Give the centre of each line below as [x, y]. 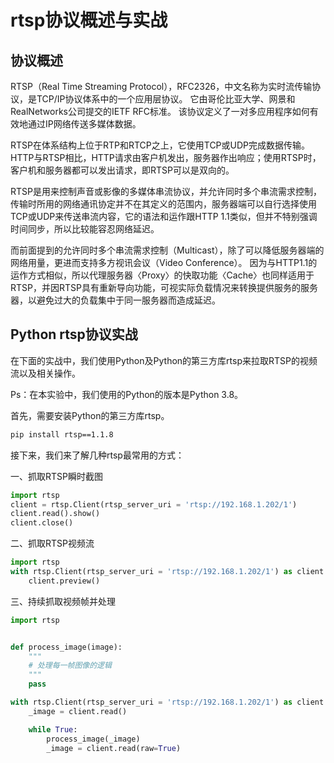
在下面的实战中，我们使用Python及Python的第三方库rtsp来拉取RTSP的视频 [164, 360]
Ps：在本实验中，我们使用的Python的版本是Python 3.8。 [127, 394]
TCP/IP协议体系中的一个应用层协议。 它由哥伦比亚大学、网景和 [166, 99]
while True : [53, 729]
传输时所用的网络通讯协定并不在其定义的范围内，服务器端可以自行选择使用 [163, 204]
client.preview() [64, 581]
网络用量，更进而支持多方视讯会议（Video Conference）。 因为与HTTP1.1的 [164, 262]
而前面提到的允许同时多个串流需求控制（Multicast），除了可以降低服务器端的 [167, 250]
